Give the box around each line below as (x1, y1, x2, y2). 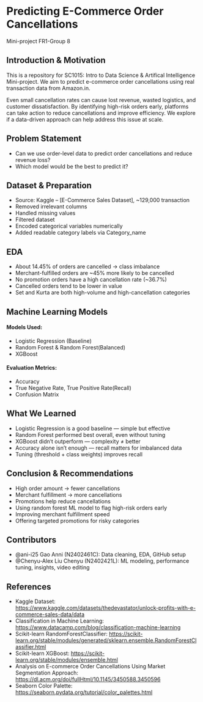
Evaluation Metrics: (6, 364, 57, 371)
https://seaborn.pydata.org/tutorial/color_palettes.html (15, 689, 153, 696)
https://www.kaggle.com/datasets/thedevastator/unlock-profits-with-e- (15, 604, 196, 612)
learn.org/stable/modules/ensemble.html (15, 656, 118, 664)
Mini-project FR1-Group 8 (6, 37, 70, 45)
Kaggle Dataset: (15, 598, 56, 605)
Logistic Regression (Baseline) (15, 337, 92, 345)
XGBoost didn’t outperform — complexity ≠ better (15, 437, 141, 445)
